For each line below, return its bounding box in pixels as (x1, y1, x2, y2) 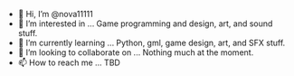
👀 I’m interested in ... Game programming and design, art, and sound (17, 18, 273, 29)
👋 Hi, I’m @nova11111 (17, 9, 93, 19)
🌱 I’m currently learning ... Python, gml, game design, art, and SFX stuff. (17, 37, 286, 48)
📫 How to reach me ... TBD (17, 57, 120, 68)
